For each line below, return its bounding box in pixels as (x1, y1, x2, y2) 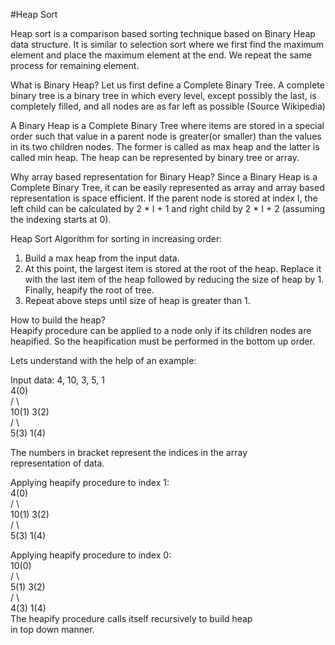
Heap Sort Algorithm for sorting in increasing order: (10, 233, 223, 244)
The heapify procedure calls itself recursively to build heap (10, 613, 253, 624)
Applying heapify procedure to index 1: (10, 477, 170, 488)
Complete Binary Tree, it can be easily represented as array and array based (10, 182, 325, 193)
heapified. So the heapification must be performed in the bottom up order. (10, 335, 315, 347)
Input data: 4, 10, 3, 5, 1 (10, 374, 105, 386)
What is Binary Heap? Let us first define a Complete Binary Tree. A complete (10, 79, 325, 91)
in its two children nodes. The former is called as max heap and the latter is (10, 141, 320, 153)
